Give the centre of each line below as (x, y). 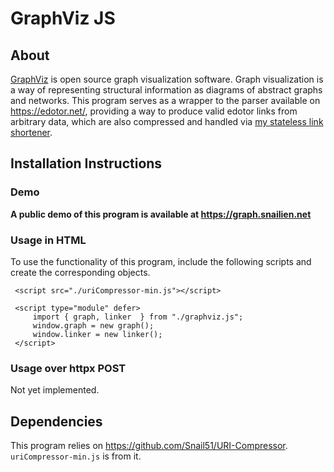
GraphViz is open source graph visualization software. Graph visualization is (167, 79)
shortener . (31, 132)
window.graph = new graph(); (93, 325)
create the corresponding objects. (80, 272)
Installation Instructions (86, 163)
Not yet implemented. (55, 390)
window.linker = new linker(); (97, 334)
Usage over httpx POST (68, 368)
